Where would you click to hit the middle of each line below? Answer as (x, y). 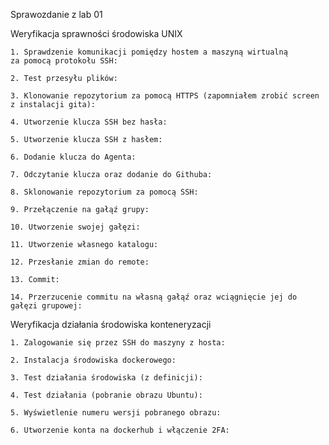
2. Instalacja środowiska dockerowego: (93, 360)
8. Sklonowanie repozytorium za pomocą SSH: (104, 192)
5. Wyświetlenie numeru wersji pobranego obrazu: (116, 413)
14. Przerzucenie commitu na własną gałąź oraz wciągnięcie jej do (154, 297)
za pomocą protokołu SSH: (64, 61)
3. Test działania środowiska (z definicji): (106, 378)
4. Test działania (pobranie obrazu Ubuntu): (106, 395)
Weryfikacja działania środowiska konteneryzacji (111, 324)
